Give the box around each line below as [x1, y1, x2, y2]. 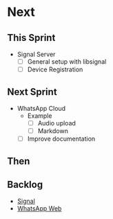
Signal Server [17, 50, 56, 58]
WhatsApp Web [17, 204, 62, 213]
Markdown [37, 127, 69, 135]
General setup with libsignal [27, 58, 107, 66]
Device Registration [27, 65, 83, 73]
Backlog [7, 178, 43, 191]
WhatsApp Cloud [17, 104, 66, 112]
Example [27, 112, 52, 120]
